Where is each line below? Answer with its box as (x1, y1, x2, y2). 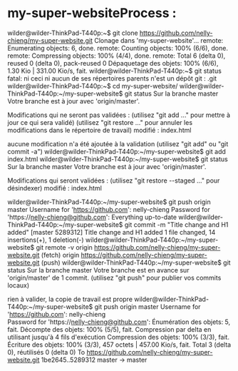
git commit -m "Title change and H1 (124, 220, 229, 229)
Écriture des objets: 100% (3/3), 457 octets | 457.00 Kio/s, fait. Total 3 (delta (7, 340, 232, 349)
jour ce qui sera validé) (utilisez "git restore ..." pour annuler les (7, 118, 193, 126)
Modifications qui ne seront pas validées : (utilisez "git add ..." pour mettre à (7, 111, 230, 119)
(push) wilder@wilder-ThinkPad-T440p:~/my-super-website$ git (41, 258, 231, 267)
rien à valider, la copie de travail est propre (7, 295, 133, 303)
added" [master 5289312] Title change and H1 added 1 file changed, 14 (7, 228, 216, 236)
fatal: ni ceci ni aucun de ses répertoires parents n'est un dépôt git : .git (7, 73, 217, 83)
